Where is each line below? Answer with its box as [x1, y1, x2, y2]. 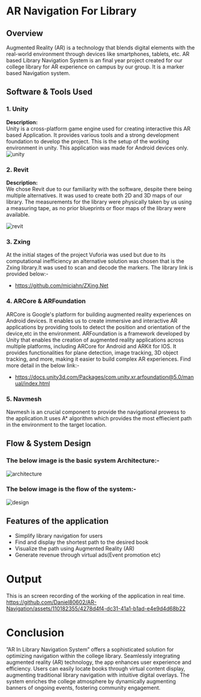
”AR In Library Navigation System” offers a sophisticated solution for [6, 645, 174, 653]
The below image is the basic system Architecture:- [6, 456, 160, 465]
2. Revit [6, 165, 29, 173]
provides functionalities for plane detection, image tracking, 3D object [6, 349, 178, 356]
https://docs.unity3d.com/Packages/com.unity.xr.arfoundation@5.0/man [14, 373, 194, 381]
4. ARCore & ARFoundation [6, 297, 86, 306]
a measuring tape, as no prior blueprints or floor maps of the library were [6, 204, 187, 211]
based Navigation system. [6, 70, 71, 76]
